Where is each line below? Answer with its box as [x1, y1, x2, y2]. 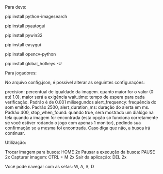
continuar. [5, 130, 25, 136]
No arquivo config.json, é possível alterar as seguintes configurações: [5, 80, 145, 85]
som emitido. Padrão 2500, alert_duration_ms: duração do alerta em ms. [5, 104, 149, 110]
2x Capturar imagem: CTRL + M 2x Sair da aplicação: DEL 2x [5, 154, 127, 160]
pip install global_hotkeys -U [5, 61, 62, 66]
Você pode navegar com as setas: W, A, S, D [5, 164, 94, 169]
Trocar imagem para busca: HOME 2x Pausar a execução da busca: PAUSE [5, 149, 155, 155]
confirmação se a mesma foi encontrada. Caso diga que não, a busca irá [5, 125, 150, 131]
